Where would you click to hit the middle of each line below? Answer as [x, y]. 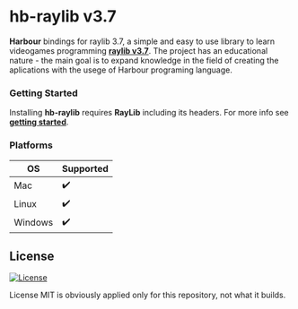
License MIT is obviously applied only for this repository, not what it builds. [148, 295]
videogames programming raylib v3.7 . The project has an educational [139, 50]
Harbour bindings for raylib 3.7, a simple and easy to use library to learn [142, 41]
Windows [34, 223]
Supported [85, 168]
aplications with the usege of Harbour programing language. [121, 70]
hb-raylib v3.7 [63, 17]
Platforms [31, 145]
